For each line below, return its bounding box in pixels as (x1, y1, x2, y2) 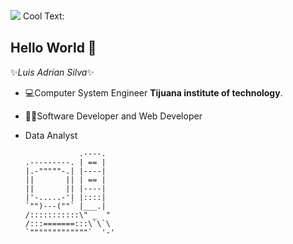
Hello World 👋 (10, 40, 97, 57)
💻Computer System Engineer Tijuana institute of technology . (24, 86, 283, 99)
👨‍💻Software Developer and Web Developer (24, 110, 203, 122)
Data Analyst (24, 129, 78, 141)
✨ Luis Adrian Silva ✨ (10, 66, 95, 78)
